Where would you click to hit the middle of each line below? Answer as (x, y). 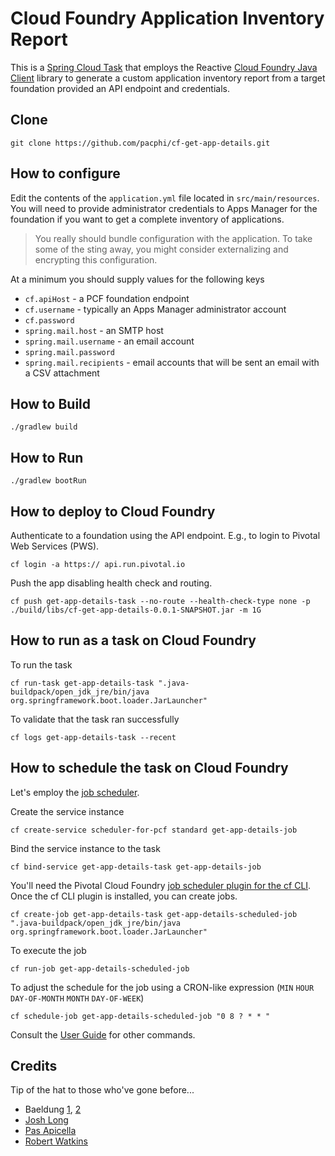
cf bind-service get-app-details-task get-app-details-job (136, 867)
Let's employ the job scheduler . (75, 792)
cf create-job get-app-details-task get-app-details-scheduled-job (154, 914)
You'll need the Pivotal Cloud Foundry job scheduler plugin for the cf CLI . (161, 885)
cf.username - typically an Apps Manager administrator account (155, 309)
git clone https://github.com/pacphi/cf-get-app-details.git (140, 143)
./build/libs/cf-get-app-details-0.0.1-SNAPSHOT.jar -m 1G (136, 610)
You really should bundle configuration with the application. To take (173, 238)
